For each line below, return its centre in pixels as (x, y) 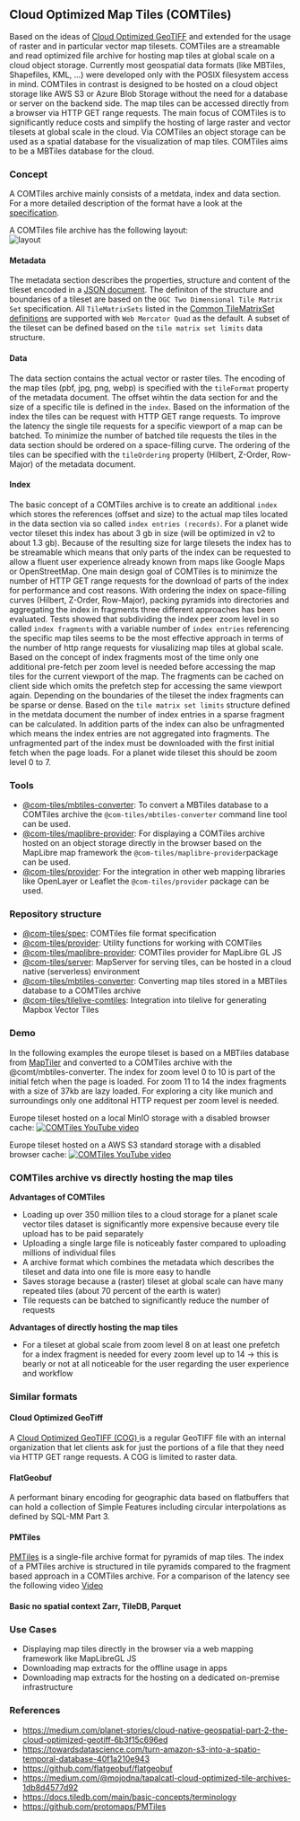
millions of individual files (69, 1253)
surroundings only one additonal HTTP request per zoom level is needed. (144, 1100)
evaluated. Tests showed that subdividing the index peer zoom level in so (144, 619)
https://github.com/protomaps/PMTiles (94, 1806)
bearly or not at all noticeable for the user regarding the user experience (155, 1363)
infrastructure (47, 1687)
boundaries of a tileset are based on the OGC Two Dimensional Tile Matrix (146, 299)
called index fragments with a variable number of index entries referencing (149, 629)
